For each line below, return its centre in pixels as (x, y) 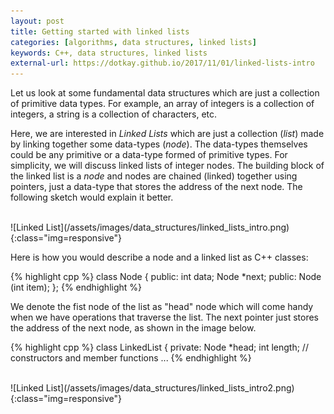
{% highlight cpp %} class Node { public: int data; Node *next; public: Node (166, 277)
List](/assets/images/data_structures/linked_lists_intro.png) (167, 227)
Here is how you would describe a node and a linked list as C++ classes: (159, 257)
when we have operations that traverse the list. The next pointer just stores (165, 317)
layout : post (37, 21)
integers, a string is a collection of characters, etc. (114, 114)
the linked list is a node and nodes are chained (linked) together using (154, 176)
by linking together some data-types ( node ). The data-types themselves (159, 144)
